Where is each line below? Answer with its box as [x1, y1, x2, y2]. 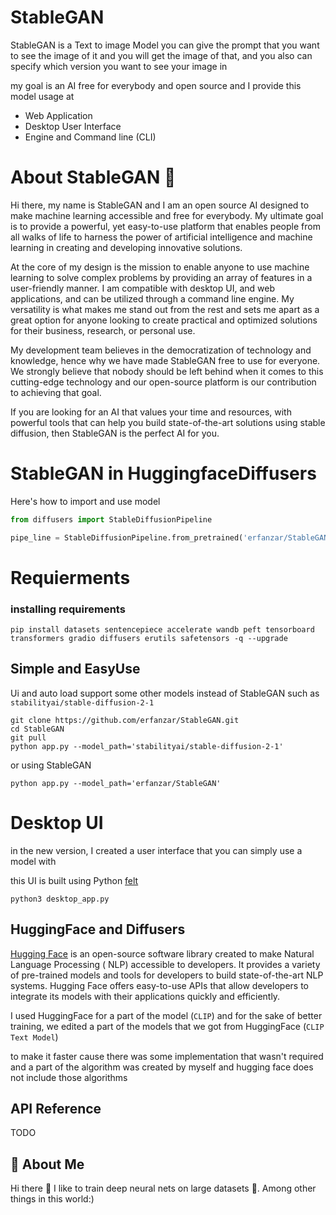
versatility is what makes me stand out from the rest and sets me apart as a [10, 303, 320, 315]
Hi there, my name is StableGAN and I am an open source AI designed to [10, 199, 310, 211]
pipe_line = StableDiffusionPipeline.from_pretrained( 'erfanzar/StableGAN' [10, 532, 333, 543]
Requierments [10, 566, 131, 589]
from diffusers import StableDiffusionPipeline [10, 514, 213, 525]
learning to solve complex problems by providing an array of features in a [10, 271, 313, 283]
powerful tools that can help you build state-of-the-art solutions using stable [10, 416, 326, 428]
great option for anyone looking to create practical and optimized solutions [10, 314, 318, 326]
